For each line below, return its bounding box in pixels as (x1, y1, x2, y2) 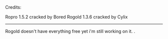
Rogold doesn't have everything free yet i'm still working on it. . (5, 28, 135, 34)
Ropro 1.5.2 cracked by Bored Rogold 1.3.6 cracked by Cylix (5, 14, 128, 19)
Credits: (5, 4, 21, 10)
